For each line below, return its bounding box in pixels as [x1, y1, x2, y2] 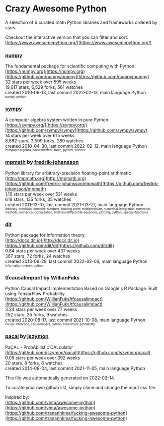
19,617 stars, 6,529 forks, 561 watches [5, 84, 83, 90]
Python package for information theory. [5, 232, 86, 238]
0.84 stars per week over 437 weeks [5, 248, 81, 254]
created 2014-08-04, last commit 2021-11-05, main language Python [5, 365, 145, 371]
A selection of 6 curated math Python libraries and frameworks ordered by [5, 19, 158, 25]
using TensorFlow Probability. [5, 291, 66, 297]
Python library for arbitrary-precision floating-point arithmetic [5, 170, 131, 176]
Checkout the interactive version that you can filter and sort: [5, 34, 128, 40]
